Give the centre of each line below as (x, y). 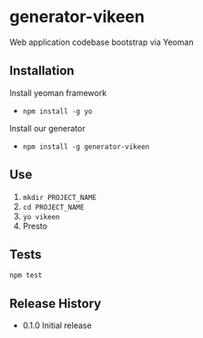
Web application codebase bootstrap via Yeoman (101, 42)
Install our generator (47, 128)
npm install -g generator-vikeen (86, 147)
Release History (56, 303)
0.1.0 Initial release (57, 325)
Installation (42, 71)
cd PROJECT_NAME (53, 207)
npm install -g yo (57, 111)
